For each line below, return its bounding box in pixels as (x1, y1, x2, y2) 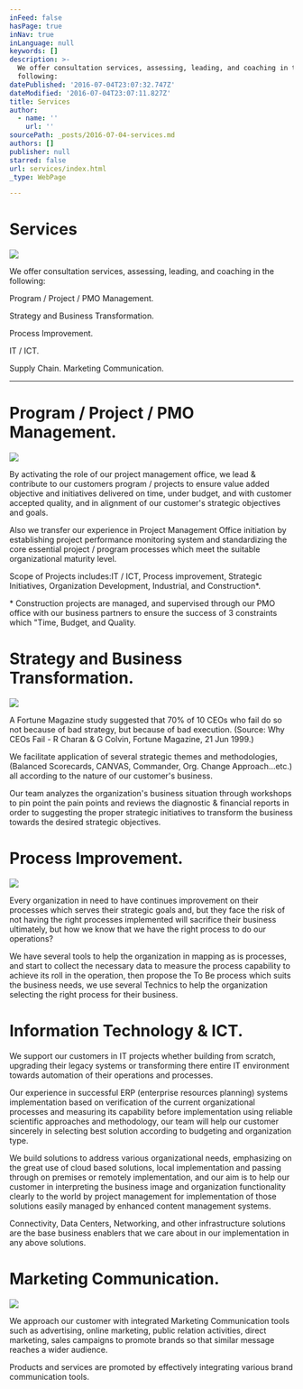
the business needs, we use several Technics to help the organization (9, 980, 269, 990)
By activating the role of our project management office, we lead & (9, 469, 256, 480)
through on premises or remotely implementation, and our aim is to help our (9, 1172, 290, 1182)
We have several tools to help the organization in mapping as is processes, (9, 951, 287, 961)
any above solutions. (9, 1237, 87, 1247)
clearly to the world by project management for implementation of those (9, 1191, 277, 1201)
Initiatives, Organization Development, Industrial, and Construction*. (9, 581, 262, 592)
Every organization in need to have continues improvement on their (9, 895, 259, 906)
